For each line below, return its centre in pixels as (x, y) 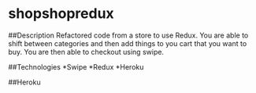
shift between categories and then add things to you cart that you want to (128, 43)
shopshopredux (61, 14)
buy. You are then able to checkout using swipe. (86, 52)
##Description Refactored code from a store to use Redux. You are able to (128, 35)
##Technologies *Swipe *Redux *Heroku (76, 66)
